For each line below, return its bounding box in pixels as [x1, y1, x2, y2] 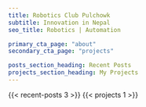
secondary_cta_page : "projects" [8, 48, 114, 55]
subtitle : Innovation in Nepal [8, 19, 111, 27]
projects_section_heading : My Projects [8, 69, 139, 77]
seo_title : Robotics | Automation [8, 26, 122, 34]
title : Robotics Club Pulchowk [8, 11, 111, 20]
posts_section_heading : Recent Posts [8, 62, 132, 70]
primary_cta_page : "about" [8, 40, 97, 48]
